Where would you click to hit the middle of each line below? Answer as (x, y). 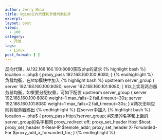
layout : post (18, 23)
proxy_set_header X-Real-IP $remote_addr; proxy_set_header (66, 127)
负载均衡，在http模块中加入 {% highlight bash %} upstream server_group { (80, 80)
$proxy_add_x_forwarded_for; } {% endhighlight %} (64, 133)
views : (12, 28)
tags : (10, 46)
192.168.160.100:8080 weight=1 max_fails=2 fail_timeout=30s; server (73, 98)
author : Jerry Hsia (25, 9)
